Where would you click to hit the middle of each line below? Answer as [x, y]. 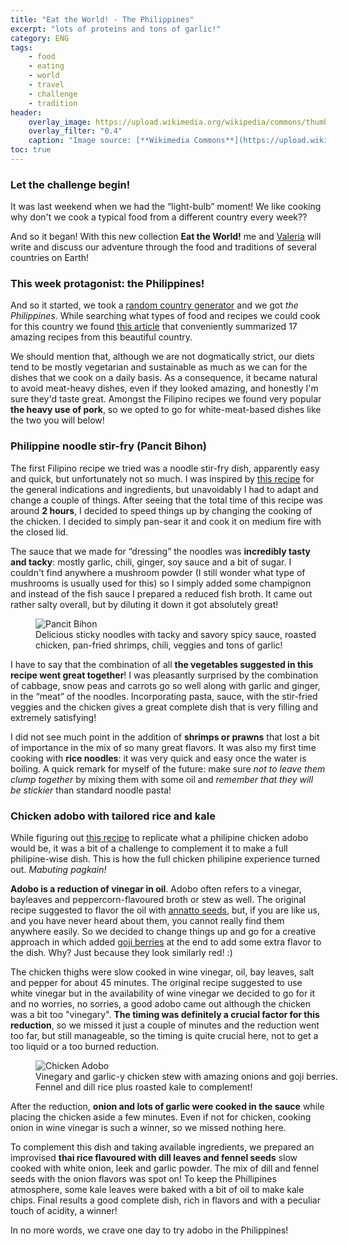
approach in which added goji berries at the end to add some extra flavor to [166, 942]
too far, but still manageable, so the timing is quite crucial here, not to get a [164, 1036]
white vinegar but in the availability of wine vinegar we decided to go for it [163, 993]
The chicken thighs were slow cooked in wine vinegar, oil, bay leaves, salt [162, 972]
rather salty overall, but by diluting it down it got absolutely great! [144, 604]
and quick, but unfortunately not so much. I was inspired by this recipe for [162, 478]
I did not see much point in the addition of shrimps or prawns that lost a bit [165, 737]
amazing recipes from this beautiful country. [101, 337]
